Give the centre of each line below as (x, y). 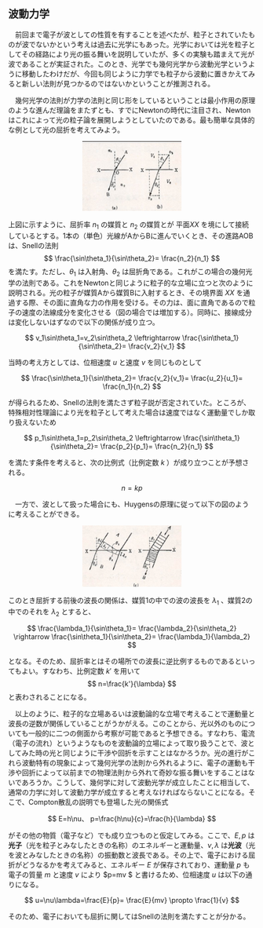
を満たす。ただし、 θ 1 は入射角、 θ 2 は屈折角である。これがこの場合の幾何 (127, 272)
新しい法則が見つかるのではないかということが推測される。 (118, 83)
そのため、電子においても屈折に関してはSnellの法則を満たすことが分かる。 (129, 916)
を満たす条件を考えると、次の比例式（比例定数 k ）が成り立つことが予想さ (129, 462)
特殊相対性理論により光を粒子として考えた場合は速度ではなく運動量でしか (128, 412)
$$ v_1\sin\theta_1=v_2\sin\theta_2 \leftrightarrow (102, 338)
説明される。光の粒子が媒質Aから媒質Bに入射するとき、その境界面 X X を (126, 292)
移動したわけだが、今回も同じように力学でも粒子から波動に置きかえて (135, 74)
